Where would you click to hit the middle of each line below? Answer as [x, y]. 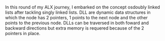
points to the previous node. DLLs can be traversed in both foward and [77, 23]
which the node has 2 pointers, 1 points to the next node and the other [77, 18]
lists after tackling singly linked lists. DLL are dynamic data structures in [78, 12]
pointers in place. [23, 33]
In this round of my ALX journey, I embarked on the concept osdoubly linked [83, 7]
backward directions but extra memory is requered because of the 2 [75, 28]
